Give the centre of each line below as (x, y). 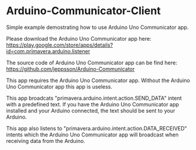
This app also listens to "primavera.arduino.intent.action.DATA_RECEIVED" (97, 128)
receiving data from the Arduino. (46, 141)
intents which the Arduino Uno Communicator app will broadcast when (92, 135)
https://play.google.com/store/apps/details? (60, 45)
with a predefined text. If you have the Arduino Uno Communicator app (93, 104)
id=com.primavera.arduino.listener (48, 51)
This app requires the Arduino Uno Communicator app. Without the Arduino (98, 80)
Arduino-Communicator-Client (83, 11)
